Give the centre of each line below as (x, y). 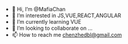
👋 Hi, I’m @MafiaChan (39, 9)
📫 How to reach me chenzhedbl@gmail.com (67, 35)
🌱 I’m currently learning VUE (46, 22)
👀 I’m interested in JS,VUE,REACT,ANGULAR (66, 15)
